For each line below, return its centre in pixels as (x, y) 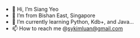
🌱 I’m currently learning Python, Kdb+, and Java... (73, 22)
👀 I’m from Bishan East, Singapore (53, 15)
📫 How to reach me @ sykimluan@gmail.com (67, 28)
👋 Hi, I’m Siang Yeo (35, 9)
